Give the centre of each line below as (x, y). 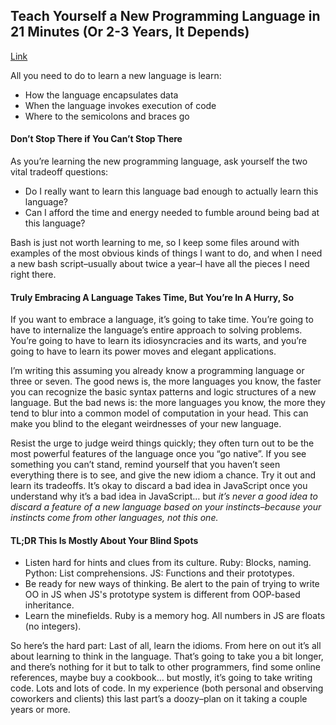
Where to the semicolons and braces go (107, 116)
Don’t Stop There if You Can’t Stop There (96, 139)
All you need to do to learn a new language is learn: (116, 75)
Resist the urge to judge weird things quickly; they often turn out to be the (162, 443)
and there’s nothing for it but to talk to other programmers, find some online (165, 667)
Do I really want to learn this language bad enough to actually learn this (171, 191)
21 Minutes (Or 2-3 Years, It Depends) (130, 32)
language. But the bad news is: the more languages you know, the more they (168, 403)
